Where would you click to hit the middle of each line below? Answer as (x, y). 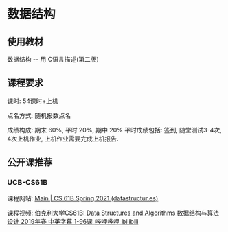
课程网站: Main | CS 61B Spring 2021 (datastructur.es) (83, 198)
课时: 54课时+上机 (33, 101)
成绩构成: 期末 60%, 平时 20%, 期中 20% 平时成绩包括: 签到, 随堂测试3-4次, (114, 130)
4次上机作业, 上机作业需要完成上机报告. (63, 139)
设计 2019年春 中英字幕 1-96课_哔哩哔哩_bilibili (73, 221)
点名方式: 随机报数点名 (39, 115)
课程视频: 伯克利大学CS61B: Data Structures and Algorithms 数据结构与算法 (113, 213)
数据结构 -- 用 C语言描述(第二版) (53, 59)
